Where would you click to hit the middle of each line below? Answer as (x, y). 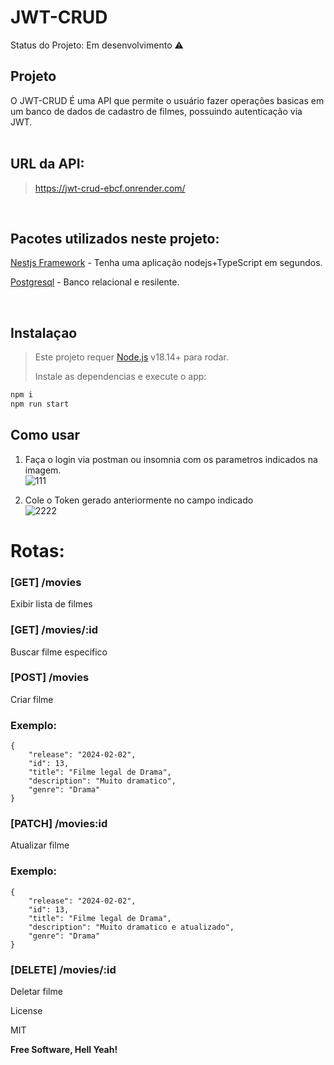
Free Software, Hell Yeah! (64, 1050)
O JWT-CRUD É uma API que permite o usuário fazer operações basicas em (167, 100)
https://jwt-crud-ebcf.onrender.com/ (110, 188)
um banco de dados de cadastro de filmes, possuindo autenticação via (156, 111)
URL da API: (47, 164)
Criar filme (32, 699)
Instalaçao (44, 332)
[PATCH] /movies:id (59, 824)
